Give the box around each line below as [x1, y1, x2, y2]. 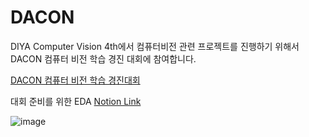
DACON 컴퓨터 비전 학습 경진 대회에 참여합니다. [10, 52, 197, 65]
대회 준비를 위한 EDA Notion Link [10, 95, 142, 107]
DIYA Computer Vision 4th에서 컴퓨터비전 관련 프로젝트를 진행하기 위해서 [10, 40, 300, 52]
